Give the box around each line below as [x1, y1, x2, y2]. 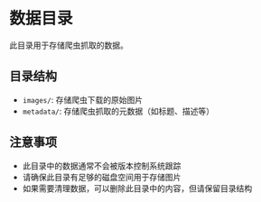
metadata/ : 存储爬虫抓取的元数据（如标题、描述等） [22, 106, 215, 116]
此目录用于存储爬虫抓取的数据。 [9, 40, 128, 50]
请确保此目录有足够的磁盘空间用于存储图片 [22, 171, 182, 182]
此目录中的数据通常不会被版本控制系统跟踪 [22, 160, 182, 171]
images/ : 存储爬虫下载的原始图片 [22, 94, 143, 105]
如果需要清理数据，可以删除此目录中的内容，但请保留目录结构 [22, 182, 253, 194]
